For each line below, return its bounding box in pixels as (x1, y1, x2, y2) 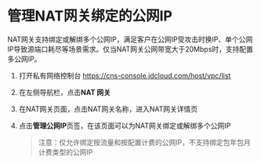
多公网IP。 (7, 54, 42, 64)
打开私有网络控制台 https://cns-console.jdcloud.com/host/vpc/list (18, 71, 231, 80)
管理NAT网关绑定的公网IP (7, 7, 173, 25)
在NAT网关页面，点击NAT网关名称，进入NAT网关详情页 (18, 104, 198, 114)
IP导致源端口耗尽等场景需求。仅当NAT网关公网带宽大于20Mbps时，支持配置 (7, 44, 254, 53)
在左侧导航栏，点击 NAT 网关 (18, 87, 111, 97)
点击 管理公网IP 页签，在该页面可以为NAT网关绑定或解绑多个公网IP (18, 121, 231, 130)
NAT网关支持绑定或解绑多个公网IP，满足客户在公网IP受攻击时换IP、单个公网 (7, 35, 253, 44)
